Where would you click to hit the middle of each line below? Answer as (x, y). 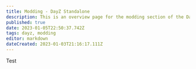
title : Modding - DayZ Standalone (48, 11)
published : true (26, 22)
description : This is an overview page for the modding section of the (95, 17)
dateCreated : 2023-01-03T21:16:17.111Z (55, 44)
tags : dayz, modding (31, 33)
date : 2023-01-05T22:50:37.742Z (45, 28)
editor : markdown (27, 39)
